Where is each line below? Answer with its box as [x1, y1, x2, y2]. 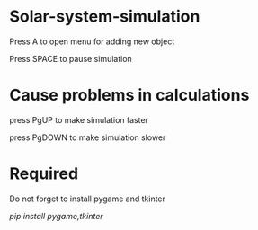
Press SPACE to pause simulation [9, 53, 132, 64]
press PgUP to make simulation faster [9, 114, 148, 125]
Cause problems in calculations [9, 85, 250, 105]
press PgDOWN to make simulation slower [9, 132, 166, 143]
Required [9, 164, 79, 184]
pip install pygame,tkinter [9, 210, 103, 221]
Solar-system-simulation [9, 6, 200, 27]
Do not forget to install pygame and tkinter [9, 193, 166, 204]
